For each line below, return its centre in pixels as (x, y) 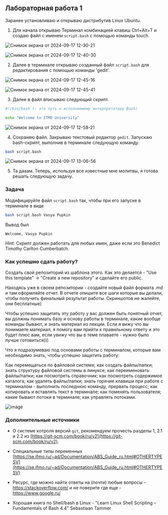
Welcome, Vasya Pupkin (29, 234)
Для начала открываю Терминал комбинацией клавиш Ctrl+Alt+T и (85, 30)
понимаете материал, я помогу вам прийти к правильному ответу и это (82, 329)
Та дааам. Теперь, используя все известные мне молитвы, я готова (85, 171)
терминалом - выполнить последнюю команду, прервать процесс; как (81, 386)
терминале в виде (25, 205)
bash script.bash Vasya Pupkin (38, 215)
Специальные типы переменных (47, 451)
